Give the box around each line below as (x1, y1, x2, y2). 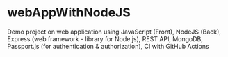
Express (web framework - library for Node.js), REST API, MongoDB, (7, 34, 204, 43)
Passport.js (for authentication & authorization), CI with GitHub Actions (7, 42, 210, 50)
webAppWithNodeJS (7, 5, 131, 21)
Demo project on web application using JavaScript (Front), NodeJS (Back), (7, 27, 221, 36)
